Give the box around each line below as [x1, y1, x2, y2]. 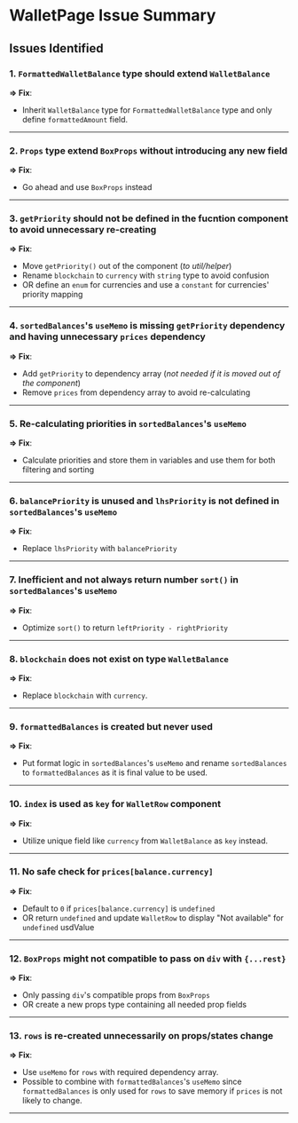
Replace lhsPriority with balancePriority [21, 543, 177, 554]
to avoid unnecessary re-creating [9, 224, 157, 236]
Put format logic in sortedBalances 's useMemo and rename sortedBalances [21, 758, 287, 769]
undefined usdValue [21, 921, 95, 932]
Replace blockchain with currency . [21, 690, 148, 700]
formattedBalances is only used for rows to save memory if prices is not [21, 1086, 283, 1096]
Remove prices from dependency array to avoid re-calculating [21, 387, 251, 398]
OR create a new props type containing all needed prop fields [21, 1000, 247, 1010]
